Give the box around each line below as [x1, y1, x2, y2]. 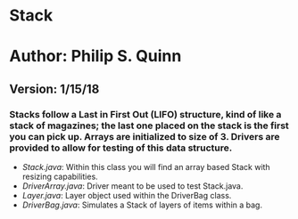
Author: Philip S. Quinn [9, 46, 182, 67]
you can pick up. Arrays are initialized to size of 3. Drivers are [9, 130, 280, 142]
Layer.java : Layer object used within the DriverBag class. [21, 191, 232, 201]
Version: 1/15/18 [9, 81, 100, 96]
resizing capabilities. [21, 171, 98, 182]
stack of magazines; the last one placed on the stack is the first [9, 119, 290, 132]
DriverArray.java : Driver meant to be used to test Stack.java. [21, 181, 244, 191]
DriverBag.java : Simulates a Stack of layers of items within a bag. [21, 199, 263, 210]
